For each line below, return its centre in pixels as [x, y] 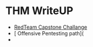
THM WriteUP [39, 11]
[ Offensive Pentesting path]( [49, 33]
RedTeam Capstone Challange [50, 27]
